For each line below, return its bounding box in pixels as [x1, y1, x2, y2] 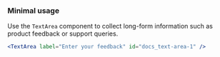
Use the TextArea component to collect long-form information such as [7, 22, 213, 31]
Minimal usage [7, 6, 59, 16]
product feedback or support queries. [7, 29, 119, 38]
